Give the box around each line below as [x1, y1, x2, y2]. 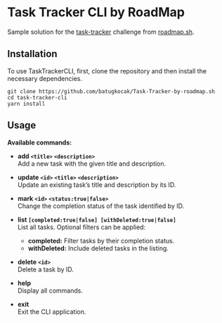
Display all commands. [17, 286, 83, 295]
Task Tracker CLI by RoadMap [7, 4, 185, 20]
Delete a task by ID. [17, 265, 74, 274]
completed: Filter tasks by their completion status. [27, 236, 175, 245]
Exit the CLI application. [17, 307, 86, 316]
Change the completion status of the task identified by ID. [17, 202, 185, 210]
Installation [7, 48, 58, 60]
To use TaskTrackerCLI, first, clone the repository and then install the [7, 66, 207, 75]
